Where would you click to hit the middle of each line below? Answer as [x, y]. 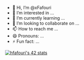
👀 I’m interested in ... [33, 13]
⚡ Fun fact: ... [26, 41]
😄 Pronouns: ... [28, 36]
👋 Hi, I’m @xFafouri [32, 8]
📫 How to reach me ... [35, 29]
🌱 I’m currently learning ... [39, 18]
